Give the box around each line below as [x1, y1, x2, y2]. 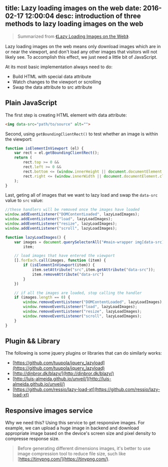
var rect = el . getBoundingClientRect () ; [14, 150, 99, 155]
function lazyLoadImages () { [5, 235, 66, 240]
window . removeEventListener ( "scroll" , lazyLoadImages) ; [23, 314, 142, 319]
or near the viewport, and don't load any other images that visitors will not [5, 49, 157, 55]
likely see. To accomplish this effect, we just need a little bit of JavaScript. [5, 54, 157, 60]
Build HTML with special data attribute [12, 73, 91, 79]
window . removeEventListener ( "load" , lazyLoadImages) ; [23, 304, 137, 309]
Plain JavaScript [5, 99, 57, 107]
